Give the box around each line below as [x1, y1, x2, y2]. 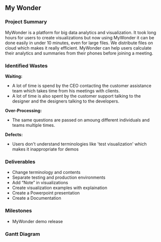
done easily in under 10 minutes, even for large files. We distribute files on [5, 40, 153, 46]
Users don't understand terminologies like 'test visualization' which [12, 141, 147, 147]
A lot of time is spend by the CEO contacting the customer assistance [12, 83, 152, 88]
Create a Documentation [12, 195, 62, 201]
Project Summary [5, 18, 47, 25]
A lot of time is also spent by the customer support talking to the [12, 93, 141, 99]
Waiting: [5, 73, 23, 79]
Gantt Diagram [5, 230, 40, 237]
